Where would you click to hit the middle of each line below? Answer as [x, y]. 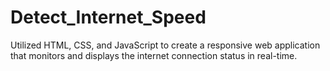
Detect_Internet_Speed [108, 17]
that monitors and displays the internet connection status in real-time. [154, 55]
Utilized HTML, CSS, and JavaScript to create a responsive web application [165, 45]
